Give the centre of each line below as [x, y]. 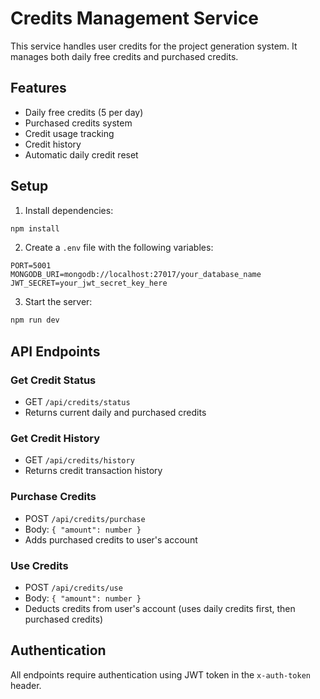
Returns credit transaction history [93, 471]
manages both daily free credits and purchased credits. [124, 56]
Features [38, 88]
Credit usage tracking [69, 133]
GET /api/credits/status [77, 401]
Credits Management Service [135, 18]
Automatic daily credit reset [81, 154]
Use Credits [39, 565]
